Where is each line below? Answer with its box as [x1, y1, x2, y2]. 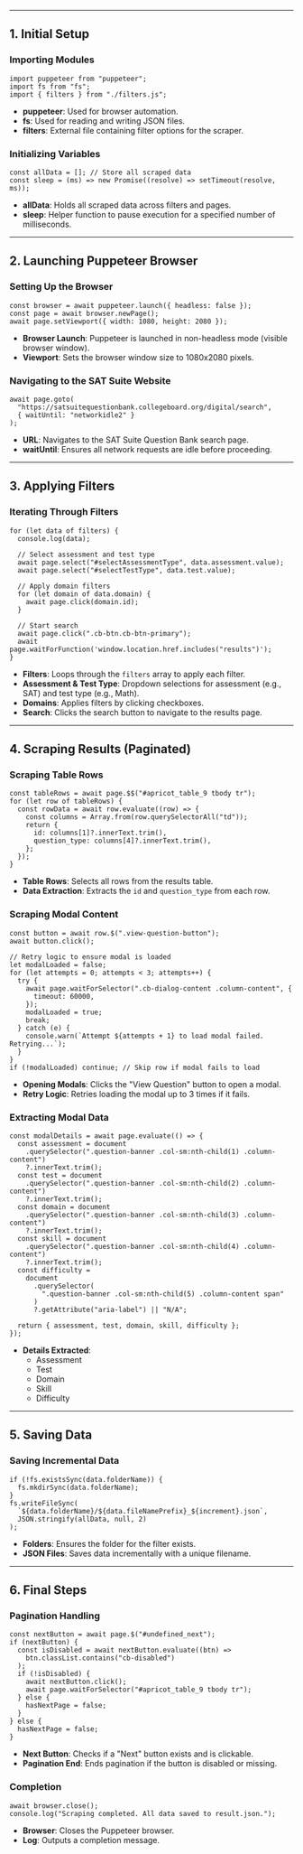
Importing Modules [9, 53, 95, 66]
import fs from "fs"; [9, 82, 91, 91]
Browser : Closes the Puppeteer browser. [22, 1825, 175, 1836]
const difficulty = [17, 1265, 91, 1274]
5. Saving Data [9, 1428, 93, 1443]
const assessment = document [17, 1139, 127, 1148]
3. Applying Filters [9, 479, 115, 494]
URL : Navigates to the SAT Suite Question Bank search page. [22, 434, 250, 445]
